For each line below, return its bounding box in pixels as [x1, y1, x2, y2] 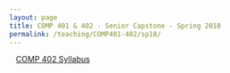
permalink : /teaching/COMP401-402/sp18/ [9, 29, 162, 38]
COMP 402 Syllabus [15, 54, 91, 65]
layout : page [9, 12, 58, 22]
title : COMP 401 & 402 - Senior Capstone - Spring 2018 [9, 21, 221, 30]
